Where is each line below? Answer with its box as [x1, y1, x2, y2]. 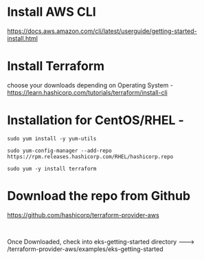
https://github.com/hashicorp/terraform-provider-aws [7, 210, 159, 219]
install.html [7, 34, 38, 42]
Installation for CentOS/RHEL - [7, 113, 184, 128]
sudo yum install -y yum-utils [7, 135, 97, 142]
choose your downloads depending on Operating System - [7, 80, 174, 89]
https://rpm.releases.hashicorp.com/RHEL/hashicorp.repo [7, 153, 174, 160]
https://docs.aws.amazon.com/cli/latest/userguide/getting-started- [7, 27, 197, 35]
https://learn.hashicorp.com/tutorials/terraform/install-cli [7, 88, 168, 96]
